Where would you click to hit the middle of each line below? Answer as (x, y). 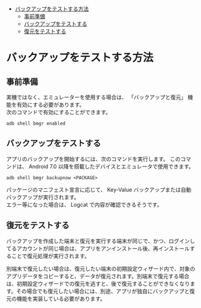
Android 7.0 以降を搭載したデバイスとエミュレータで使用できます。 (111, 166)
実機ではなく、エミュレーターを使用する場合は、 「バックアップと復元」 (96, 97)
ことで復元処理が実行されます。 (50, 256)
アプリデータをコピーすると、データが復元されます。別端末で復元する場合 (98, 276)
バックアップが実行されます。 (43, 197)
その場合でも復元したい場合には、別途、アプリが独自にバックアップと (103, 291)
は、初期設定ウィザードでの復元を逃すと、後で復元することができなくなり (98, 283)
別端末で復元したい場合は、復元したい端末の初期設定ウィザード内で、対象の (101, 268)
